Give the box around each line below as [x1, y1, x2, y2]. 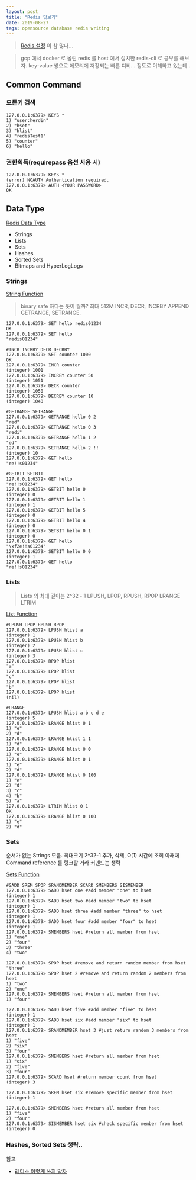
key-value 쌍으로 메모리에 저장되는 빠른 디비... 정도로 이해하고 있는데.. [28, 62, 191, 69]
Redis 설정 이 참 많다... [20, 42, 74, 49]
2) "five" [6, 1063, 31, 1069]
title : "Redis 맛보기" [6, 14, 58, 20]
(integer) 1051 [6, 378, 44, 384]
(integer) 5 [6, 715, 35, 721]
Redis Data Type [6, 220, 46, 227]
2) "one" [6, 986, 28, 992]
